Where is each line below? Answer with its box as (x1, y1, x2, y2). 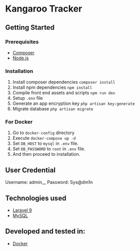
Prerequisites (5, 38, 39, 45)
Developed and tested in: (5, 227, 86, 236)
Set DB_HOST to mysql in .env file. (12, 141, 79, 147)
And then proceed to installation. (12, 151, 81, 157)
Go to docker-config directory (12, 130, 75, 136)
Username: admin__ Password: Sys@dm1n (5, 179, 93, 185)
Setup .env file (12, 95, 43, 101)
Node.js (12, 55, 29, 61)
